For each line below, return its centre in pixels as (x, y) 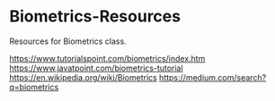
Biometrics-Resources (95, 17)
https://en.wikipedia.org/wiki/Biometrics (83, 77)
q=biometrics (34, 87)
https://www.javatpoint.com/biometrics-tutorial (96, 68)
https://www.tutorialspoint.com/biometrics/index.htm (107, 58)
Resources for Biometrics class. (68, 41)
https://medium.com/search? (213, 77)
